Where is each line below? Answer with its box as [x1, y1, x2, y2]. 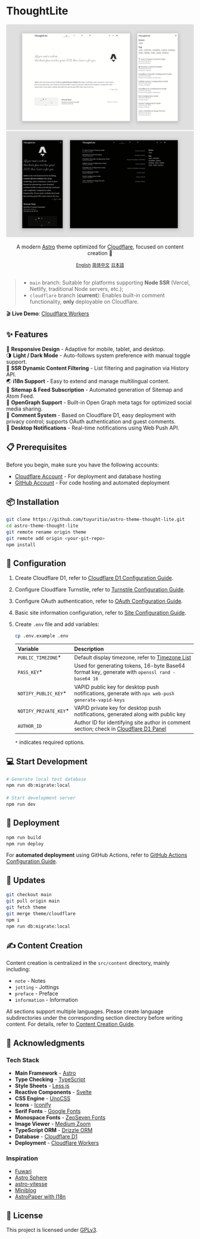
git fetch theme [6, 904, 46, 910]
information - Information [14, 996, 79, 1004]
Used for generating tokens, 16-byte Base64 [74, 662, 186, 670]
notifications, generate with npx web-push [74, 689, 174, 697]
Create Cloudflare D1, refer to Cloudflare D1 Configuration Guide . [14, 574, 174, 581]
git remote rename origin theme [6, 529, 86, 535]
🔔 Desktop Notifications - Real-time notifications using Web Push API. [6, 424, 180, 431]
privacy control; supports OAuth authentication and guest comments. [6, 418, 176, 425]
